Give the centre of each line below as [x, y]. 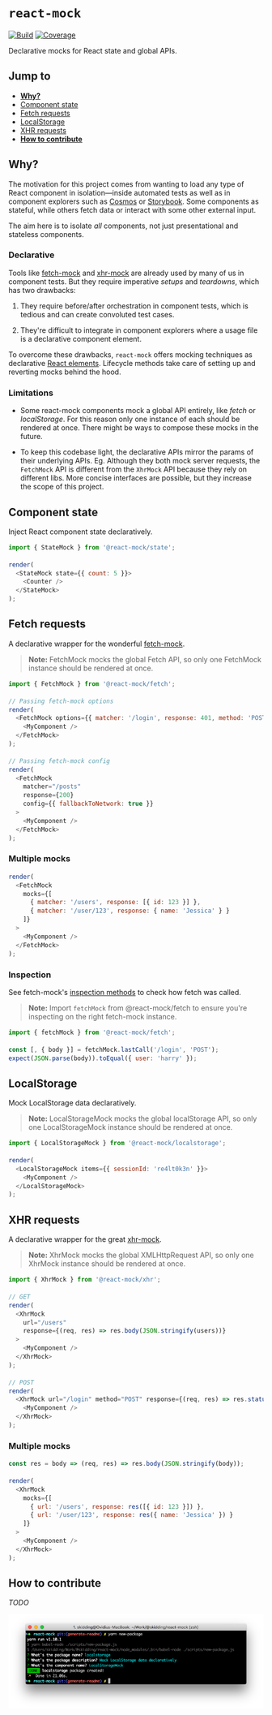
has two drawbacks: [42, 290]
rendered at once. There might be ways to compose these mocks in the [139, 428]
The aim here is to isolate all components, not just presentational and [123, 226]
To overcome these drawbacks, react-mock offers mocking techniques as [130, 354]
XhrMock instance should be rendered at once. [107, 1264]
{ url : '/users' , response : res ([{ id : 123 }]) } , [117, 1506]
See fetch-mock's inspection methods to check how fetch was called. [125, 992]
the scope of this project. [62, 487]
